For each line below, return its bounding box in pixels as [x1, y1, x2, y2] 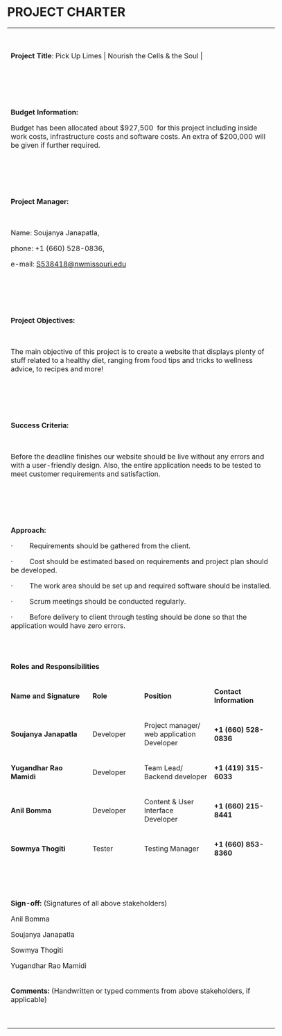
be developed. [10, 565, 58, 575]
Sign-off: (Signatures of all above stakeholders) [10, 898, 168, 908]
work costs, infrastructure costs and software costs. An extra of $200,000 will [10, 131, 265, 141]
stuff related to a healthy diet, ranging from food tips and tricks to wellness [10, 355, 253, 365]
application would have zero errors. [10, 620, 126, 630]
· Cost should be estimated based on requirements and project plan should [10, 557, 268, 566]
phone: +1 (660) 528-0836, [10, 244, 105, 253]
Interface [144, 806, 174, 815]
